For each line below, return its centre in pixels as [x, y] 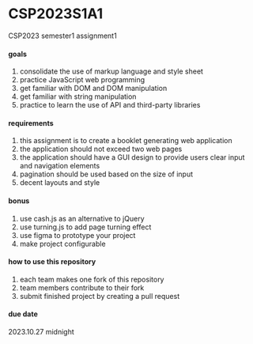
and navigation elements [60, 166]
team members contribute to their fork [82, 287]
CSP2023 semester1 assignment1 [62, 36]
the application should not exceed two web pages [101, 149]
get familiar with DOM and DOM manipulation [93, 89]
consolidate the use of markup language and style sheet [111, 71]
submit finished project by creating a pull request [100, 296]
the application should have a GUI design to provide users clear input [132, 157]
